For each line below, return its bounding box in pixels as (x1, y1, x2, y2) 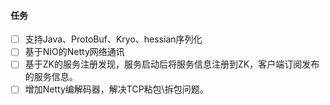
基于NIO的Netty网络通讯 (24, 46, 125, 58)
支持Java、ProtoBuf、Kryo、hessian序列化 (24, 33, 203, 45)
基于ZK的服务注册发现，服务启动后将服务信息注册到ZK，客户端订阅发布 (24, 58, 320, 70)
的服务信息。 (24, 71, 78, 83)
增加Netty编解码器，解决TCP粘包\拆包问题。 (24, 83, 209, 95)
